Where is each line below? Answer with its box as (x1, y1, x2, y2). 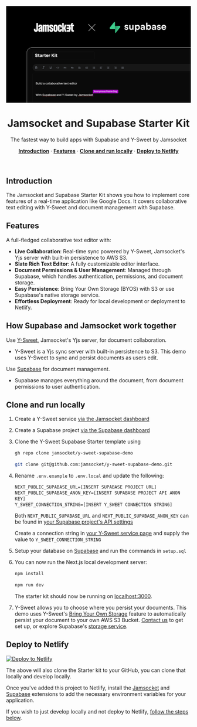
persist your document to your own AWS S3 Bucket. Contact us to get (14, 616, 184, 623)
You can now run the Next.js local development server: (14, 559, 148, 566)
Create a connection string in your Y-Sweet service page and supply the (14, 530, 189, 537)
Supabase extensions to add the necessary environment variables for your (6, 690, 186, 697)
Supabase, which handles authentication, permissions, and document (14, 273, 184, 280)
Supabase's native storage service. (14, 291, 100, 298)
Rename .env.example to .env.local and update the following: (14, 472, 164, 480)
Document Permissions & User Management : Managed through (14, 266, 171, 273)
